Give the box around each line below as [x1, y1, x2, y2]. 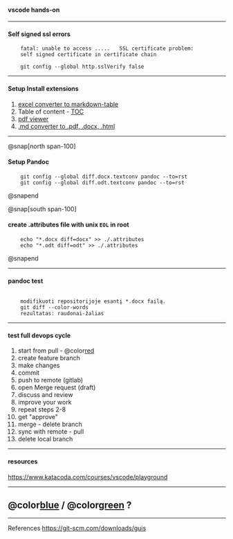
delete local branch [17, 435, 73, 443]
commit [17, 369, 40, 377]
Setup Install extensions [8, 85, 79, 93]
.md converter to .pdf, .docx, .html [17, 122, 115, 130]
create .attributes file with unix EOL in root [8, 220, 130, 229]
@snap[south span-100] [8, 204, 77, 213]
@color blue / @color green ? [8, 500, 132, 511]
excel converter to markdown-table [17, 100, 119, 108]
